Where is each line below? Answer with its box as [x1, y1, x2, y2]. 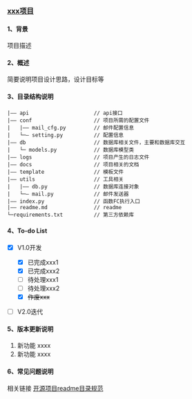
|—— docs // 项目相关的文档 [7, 161, 140, 168]
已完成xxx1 [27, 258, 59, 266]
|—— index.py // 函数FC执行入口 [7, 197, 140, 205]
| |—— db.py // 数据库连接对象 [7, 183, 140, 190]
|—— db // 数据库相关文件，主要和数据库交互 [7, 139, 186, 146]
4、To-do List [7, 227, 48, 235]
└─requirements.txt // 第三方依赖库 [7, 211, 135, 218]
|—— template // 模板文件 [7, 168, 124, 175]
